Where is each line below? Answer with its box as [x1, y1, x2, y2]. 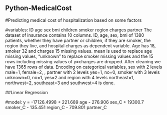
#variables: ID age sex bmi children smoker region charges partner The [5, 27, 152, 33]
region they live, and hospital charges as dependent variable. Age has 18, [5, 42, 156, 49]
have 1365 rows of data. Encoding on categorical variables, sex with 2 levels [5, 64, 162, 70]
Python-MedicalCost [5, 4, 72, 12]
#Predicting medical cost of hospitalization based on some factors [5, 17, 142, 23]
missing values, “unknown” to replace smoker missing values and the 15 [5, 53, 153, 59]
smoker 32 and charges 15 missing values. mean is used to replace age [5, 48, 152, 54]
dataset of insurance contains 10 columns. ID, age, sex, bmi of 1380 [5, 32, 144, 38]
